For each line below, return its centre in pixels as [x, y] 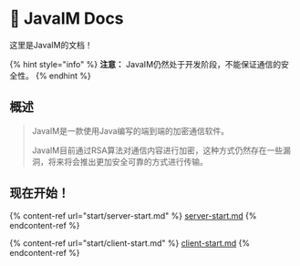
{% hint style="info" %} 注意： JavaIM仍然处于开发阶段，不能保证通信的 [145, 64]
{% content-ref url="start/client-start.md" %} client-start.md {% [130, 243]
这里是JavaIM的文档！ [51, 45]
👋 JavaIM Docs [67, 19]
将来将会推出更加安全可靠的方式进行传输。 [128, 161]
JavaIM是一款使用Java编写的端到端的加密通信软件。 [130, 130]
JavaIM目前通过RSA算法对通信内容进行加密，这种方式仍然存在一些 [157, 150]
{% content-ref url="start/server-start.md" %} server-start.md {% [133, 215]
